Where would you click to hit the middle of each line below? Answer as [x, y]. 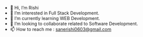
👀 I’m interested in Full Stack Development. [55, 13]
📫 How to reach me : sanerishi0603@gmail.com [61, 29]
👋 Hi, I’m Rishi [24, 8]
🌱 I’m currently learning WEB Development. [55, 18]
